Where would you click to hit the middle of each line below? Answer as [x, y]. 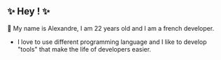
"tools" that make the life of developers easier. [84, 49]
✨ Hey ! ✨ [29, 12]
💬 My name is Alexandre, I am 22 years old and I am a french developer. [111, 28]
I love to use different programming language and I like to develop [112, 42]
